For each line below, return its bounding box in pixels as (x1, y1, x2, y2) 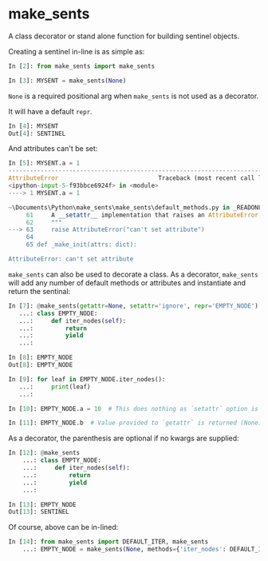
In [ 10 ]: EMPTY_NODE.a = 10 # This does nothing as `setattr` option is (8, 404, 259, 412)
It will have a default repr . (8, 106, 93, 116)
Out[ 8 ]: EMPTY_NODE (8, 361, 73, 369)
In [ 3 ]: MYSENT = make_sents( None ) (8, 77, 127, 85)
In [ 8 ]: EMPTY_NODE (8, 353, 73, 362)
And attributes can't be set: (8, 144, 98, 153)
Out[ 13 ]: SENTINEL (8, 508, 69, 516)
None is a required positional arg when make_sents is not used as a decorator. (8, 91, 259, 101)
